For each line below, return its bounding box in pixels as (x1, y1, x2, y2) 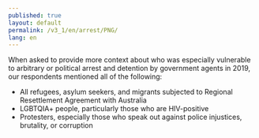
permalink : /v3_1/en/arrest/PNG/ (8, 26, 118, 34)
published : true (8, 11, 62, 20)
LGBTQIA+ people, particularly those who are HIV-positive (19, 104, 209, 114)
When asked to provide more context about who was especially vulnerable (8, 55, 251, 65)
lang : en (8, 33, 37, 42)
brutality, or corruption (19, 121, 93, 130)
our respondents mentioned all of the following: (8, 72, 163, 81)
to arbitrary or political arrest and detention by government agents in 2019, (8, 64, 251, 73)
